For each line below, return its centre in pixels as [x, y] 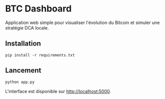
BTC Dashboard [38, 9]
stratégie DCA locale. [27, 27]
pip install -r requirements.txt [40, 55]
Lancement [23, 70]
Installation [23, 44]
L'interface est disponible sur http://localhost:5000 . [58, 91]
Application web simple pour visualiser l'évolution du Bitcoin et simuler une [82, 22]
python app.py [20, 82]
